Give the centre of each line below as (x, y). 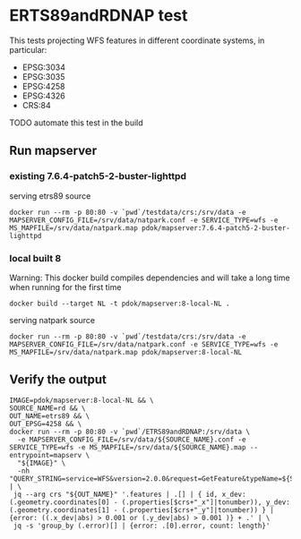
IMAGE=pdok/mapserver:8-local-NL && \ (82, 400)
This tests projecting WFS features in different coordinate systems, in (137, 40)
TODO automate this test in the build (76, 123)
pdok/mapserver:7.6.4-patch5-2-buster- (216, 228)
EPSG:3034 (43, 67)
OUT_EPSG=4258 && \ (46, 423)
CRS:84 (36, 105)
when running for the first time (65, 287)
